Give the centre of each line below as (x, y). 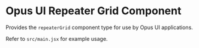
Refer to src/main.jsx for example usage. (57, 39)
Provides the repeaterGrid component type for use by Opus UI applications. (99, 27)
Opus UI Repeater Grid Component (94, 11)
